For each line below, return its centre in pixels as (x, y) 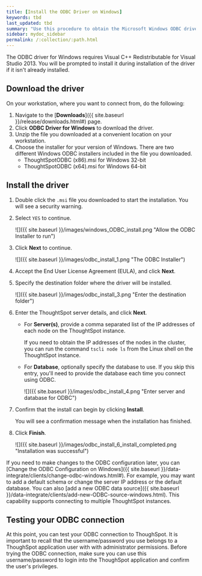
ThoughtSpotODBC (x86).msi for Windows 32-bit (85, 160)
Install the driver (38, 185)
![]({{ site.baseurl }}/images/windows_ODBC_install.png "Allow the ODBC (105, 229)
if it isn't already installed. (38, 70)
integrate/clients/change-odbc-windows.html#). (66, 475)
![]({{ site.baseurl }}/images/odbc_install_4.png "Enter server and (104, 391)
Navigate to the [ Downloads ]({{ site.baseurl (69, 115)
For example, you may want (161, 475)
